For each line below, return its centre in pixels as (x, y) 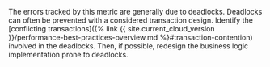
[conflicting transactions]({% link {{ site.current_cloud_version (112, 29)
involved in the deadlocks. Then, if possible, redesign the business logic (129, 46)
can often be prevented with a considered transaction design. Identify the (131, 20)
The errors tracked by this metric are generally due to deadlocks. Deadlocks (135, 12)
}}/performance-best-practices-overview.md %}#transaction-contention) (131, 37)
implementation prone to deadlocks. (68, 54)
